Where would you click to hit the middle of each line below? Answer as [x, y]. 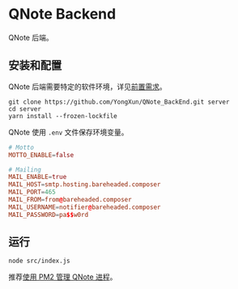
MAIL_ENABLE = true [38, 177]
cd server [25, 109]
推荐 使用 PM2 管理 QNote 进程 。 [63, 277]
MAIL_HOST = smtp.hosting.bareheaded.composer [85, 185]
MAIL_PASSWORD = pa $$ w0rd [49, 215]
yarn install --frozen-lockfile [63, 116]
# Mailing [25, 170]
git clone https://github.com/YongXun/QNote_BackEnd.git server [119, 102]
